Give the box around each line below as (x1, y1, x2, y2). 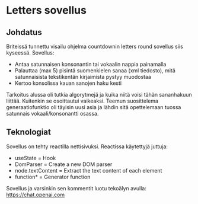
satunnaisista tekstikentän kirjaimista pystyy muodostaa (14, 74, 151, 80)
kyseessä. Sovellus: (6, 49, 55, 56)
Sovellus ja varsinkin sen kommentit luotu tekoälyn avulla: (6, 184, 146, 192)
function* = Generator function (14, 173, 91, 180)
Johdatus (6, 27, 43, 37)
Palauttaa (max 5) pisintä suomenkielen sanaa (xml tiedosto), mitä (14, 67, 176, 74)
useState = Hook (14, 154, 56, 161)
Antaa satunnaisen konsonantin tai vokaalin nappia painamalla (14, 60, 167, 68)
